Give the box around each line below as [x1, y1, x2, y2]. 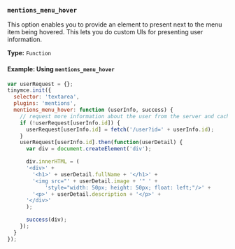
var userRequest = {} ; [7, 80, 73, 87]
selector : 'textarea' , [13, 94, 80, 101]
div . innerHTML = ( [25, 158, 80, 165]
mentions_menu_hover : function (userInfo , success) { [13, 106, 173, 113]
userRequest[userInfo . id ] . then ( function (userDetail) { [20, 139, 183, 146]
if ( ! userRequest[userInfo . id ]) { [20, 119, 120, 127]
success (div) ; [25, 216, 68, 223]
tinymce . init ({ [7, 87, 52, 94]
